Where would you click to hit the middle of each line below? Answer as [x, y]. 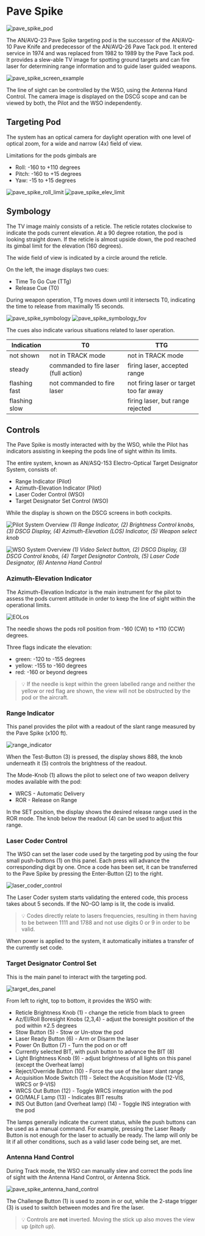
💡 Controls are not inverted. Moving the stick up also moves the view [108, 1219]
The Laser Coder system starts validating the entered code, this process [97, 897]
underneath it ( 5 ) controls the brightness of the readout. [77, 763]
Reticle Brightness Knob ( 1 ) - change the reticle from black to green [100, 1012]
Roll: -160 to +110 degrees [48, 167]
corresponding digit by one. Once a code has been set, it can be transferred [102, 867]
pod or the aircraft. [45, 697]
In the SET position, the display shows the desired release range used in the [102, 812]
